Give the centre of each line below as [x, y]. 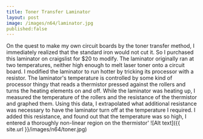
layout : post [23, 18]
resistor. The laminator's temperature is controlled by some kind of [89, 78]
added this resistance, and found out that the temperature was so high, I [96, 117]
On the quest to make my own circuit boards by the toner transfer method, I [101, 46]
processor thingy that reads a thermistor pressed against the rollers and [96, 85]
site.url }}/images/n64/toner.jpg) [47, 129]
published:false [27, 29]
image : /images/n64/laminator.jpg [50, 23]
